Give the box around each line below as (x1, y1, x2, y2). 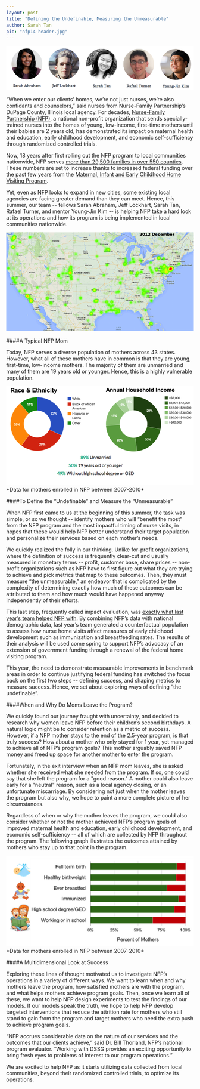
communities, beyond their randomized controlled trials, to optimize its (6, 1069, 179, 1076)
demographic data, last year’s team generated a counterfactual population (6, 621, 189, 628)
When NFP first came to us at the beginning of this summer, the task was (6, 509, 186, 516)
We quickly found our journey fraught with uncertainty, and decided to (6, 713, 179, 720)
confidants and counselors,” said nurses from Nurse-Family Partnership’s (6, 102, 186, 109)
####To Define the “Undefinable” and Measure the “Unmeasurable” (6, 498, 173, 505)
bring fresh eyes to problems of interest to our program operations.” (6, 1051, 173, 1059)
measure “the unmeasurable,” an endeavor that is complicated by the (6, 578, 177, 585)
